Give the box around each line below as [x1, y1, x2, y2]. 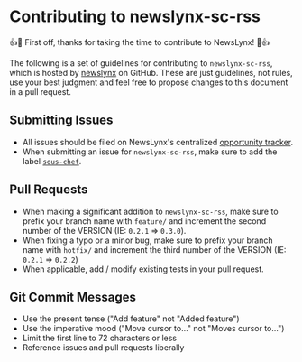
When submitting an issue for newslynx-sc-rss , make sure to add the [22, 146, 278, 157]
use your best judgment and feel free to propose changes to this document [9, 77, 288, 88]
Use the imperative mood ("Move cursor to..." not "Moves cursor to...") [22, 323, 285, 334]
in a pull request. [9, 86, 72, 97]
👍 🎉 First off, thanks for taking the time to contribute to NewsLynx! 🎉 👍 [9, 36, 270, 47]
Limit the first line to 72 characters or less [22, 332, 178, 344]
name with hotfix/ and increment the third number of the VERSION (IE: [22, 244, 287, 255]
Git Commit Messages [9, 289, 137, 304]
